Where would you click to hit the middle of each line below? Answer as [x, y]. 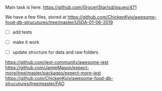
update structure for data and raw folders [55, 52]
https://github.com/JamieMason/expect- [47, 68]
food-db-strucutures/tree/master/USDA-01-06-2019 [59, 22]
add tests [22, 32]
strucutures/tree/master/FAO [35, 84]
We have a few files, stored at [36, 17]
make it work [26, 42]
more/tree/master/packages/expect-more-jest [53, 73]
